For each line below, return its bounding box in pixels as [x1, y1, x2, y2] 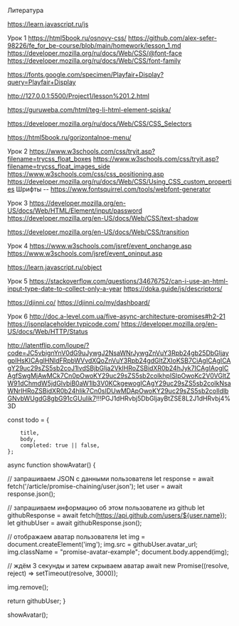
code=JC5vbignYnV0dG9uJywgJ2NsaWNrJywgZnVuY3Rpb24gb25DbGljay [7, 349, 229, 357]
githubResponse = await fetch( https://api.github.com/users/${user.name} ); [7, 511, 228, 520]
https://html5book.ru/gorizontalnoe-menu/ [7, 133, 132, 141]
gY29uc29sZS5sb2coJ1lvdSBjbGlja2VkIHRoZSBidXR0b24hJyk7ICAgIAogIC [7, 364, 229, 372]
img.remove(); [7, 583, 49, 591]
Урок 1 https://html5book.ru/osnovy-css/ [7, 34, 127, 42]
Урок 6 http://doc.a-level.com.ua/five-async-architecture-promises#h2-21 [7, 312, 225, 320]
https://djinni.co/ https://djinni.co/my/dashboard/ [7, 298, 151, 306]
